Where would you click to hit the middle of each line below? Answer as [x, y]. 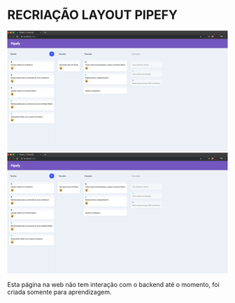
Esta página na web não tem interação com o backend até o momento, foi [114, 285]
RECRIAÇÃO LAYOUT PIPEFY [93, 15]
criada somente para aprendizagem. [59, 292]
